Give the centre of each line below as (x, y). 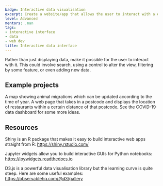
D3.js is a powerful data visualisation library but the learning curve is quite (79, 169)
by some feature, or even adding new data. (48, 70)
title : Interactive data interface (41, 46)
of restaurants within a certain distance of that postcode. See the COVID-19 (81, 107)
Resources (22, 127)
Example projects (32, 85)
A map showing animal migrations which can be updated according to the (79, 97)
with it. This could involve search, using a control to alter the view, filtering (79, 65)
